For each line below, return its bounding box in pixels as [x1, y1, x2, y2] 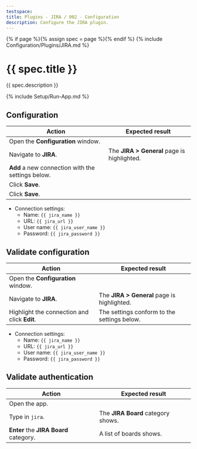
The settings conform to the [98, 308, 176, 316]
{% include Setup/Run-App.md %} [6, 93, 90, 100]
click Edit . [9, 315, 36, 323]
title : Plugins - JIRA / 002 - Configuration [6, 14, 119, 20]
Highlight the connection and [9, 308, 89, 316]
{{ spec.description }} [6, 81, 59, 89]
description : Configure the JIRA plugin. [6, 19, 109, 25]
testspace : [6, 8, 33, 15]
